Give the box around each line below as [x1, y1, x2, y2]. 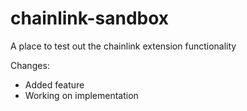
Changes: [10, 59, 50, 71]
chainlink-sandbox [10, 7, 170, 30]
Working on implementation [24, 89, 139, 101]
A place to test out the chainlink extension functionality [10, 40, 237, 52]
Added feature [24, 78, 85, 91]
